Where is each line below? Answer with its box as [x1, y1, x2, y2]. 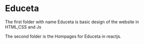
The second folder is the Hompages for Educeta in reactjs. [5, 33, 122, 39]
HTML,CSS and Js [5, 24, 42, 29]
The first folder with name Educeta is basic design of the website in [5, 19, 139, 25]
